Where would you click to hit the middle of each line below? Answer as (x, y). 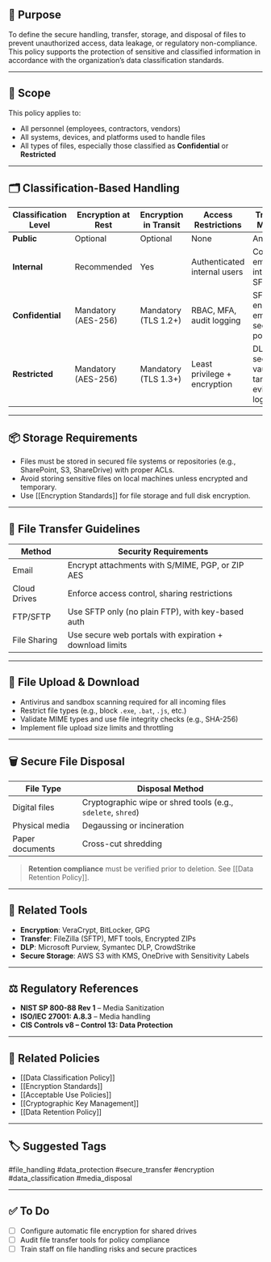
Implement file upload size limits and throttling (96, 727)
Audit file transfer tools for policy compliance (95, 1239)
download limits (97, 646)
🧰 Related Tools (48, 911)
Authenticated (218, 262)
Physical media (41, 825)
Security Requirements (163, 552)
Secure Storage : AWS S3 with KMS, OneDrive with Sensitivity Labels (135, 955)
